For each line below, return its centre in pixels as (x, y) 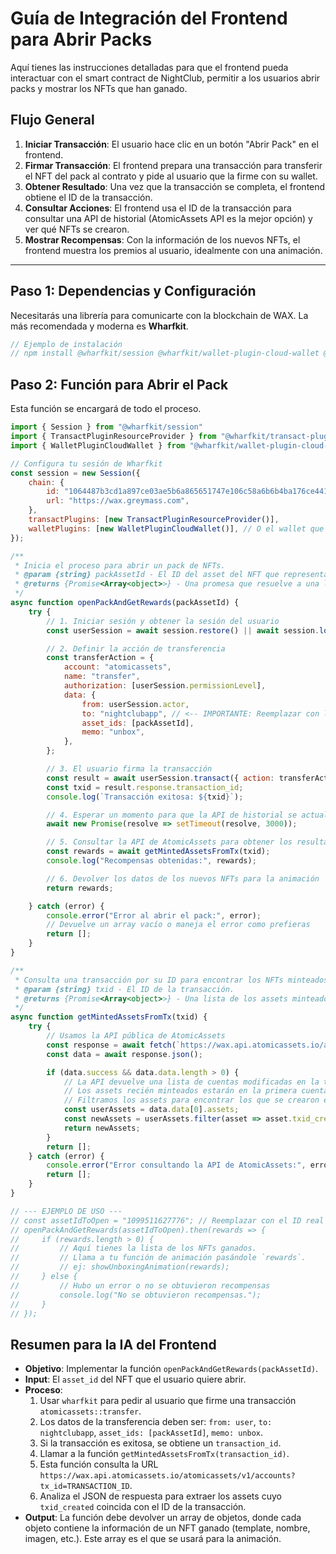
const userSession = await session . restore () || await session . (183, 630)
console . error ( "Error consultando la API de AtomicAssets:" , (176, 1165)
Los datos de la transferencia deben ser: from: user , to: (156, 1422)
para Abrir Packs (81, 39)
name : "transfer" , (102, 677)
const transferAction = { (100, 658)
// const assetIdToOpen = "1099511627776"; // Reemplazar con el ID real (167, 1220)
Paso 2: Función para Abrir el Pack (119, 384)
